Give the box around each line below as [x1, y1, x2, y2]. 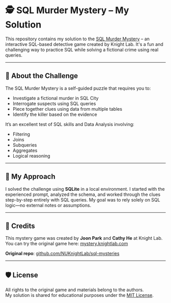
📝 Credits [5, 221, 36, 230]
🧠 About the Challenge [5, 71, 78, 80]
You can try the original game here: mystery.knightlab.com [5, 241, 128, 247]
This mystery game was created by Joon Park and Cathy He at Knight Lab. [5, 235, 163, 241]
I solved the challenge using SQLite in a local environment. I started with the [5, 186, 165, 192]
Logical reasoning [12, 153, 50, 159]
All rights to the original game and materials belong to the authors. [5, 287, 144, 293]
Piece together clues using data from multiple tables [12, 106, 123, 112]
